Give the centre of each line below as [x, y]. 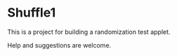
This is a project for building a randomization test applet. [89, 32]
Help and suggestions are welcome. [59, 45]
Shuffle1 [32, 13]
